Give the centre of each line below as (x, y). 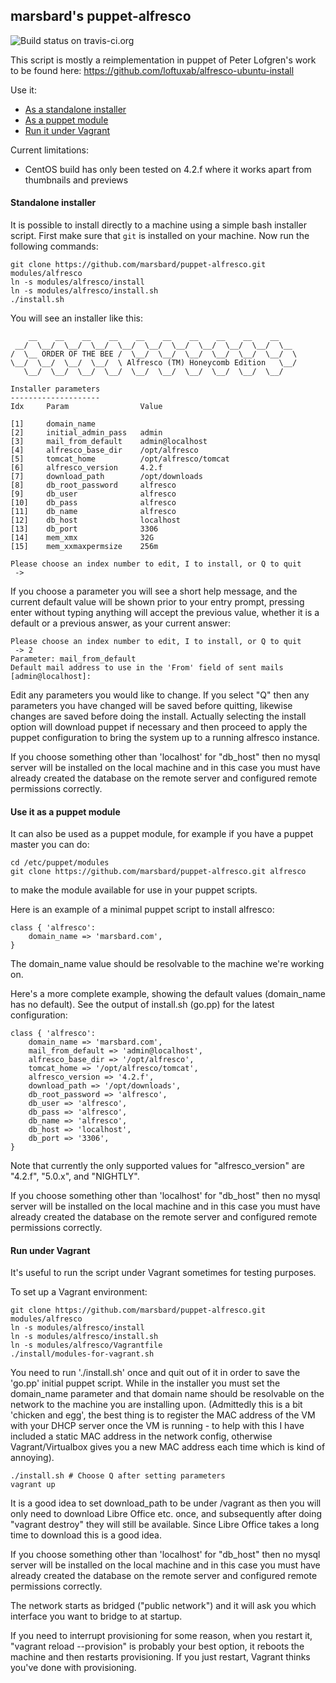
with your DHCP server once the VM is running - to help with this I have (157, 1426)
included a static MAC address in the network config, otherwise (141, 1436)
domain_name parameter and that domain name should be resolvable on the (167, 1394)
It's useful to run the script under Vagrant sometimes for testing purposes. (163, 1273)
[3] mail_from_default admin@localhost (109, 442)
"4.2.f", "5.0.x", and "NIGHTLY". (75, 1176)
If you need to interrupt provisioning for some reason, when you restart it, (161, 1636)
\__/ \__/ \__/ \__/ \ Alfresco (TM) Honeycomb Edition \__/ (154, 363)
